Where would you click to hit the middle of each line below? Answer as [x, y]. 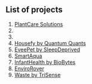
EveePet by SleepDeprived [47, 49]
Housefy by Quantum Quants [50, 43]
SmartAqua [28, 55]
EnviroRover [29, 69]
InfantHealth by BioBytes [45, 62]
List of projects [34, 10]
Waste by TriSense [37, 74]
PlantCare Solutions [39, 24]
